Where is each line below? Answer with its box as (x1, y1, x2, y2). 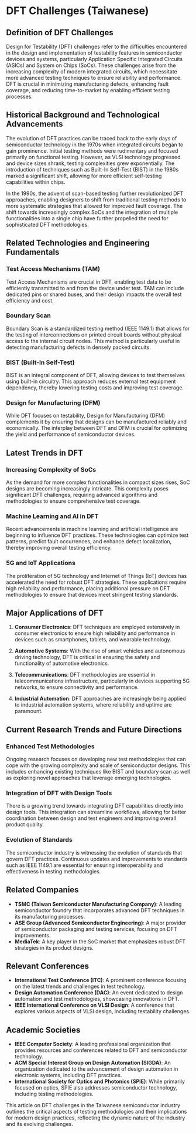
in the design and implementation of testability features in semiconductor (6, 49, 183, 56)
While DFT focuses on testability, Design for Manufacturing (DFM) (6, 412, 166, 419)
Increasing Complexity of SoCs (6, 465, 97, 473)
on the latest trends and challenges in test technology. (14, 983, 146, 990)
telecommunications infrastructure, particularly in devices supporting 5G (14, 677, 190, 685)
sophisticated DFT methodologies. (6, 221, 89, 228)
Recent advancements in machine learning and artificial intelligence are (6, 526, 178, 533)
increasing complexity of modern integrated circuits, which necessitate (6, 68, 177, 75)
